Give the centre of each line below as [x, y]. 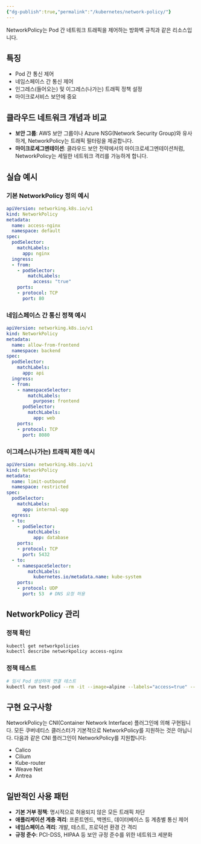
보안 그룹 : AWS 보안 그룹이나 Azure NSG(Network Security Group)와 [98, 133]
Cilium [23, 756]
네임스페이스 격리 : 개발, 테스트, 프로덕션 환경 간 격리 [76, 827]
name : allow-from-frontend [46, 345]
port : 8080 [36, 435]
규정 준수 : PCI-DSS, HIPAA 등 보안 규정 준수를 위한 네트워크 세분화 [94, 835]
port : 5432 [36, 554]
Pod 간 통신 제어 [34, 74]
